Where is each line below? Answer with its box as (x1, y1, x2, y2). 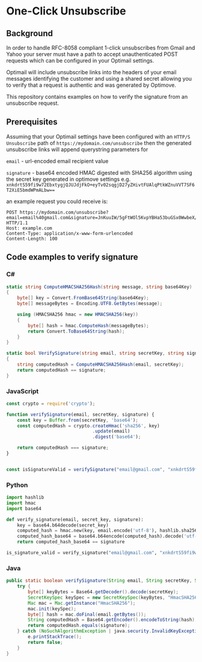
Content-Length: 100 (6, 236, 58, 242)
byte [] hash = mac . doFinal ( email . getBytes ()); (28, 611, 147, 617)
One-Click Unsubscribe (6, 4, 126, 18)
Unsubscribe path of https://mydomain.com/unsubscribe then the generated (6, 139, 192, 146)
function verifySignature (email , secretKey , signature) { (6, 411, 155, 417)
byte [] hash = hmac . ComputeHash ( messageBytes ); (28, 322, 149, 329)
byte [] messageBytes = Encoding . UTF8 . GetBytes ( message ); (17, 301, 163, 307)
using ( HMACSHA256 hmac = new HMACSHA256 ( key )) (17, 311, 138, 317)
